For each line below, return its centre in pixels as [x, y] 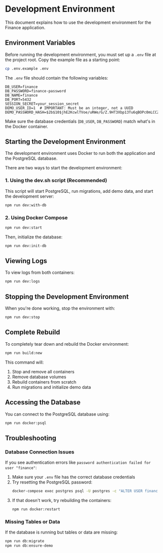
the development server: [30, 196]
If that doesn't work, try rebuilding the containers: [62, 500]
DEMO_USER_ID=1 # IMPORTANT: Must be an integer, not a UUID [69, 108]
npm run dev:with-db [26, 205]
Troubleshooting [31, 438]
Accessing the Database [43, 402]
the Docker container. [27, 126]
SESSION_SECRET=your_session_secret [42, 104]
